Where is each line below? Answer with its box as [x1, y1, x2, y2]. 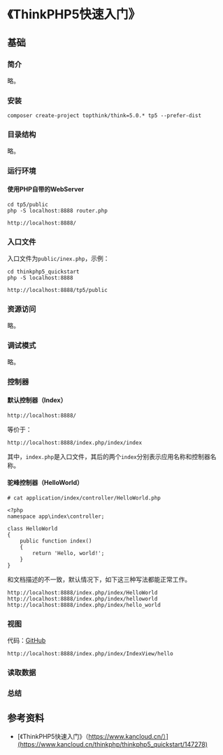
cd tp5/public [7, 201, 49, 208]
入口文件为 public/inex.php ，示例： [7, 254, 110, 262]
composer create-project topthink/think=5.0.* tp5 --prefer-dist [7, 112, 201, 119]
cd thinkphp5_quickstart [7, 268, 80, 275]
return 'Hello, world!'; [32, 549, 105, 556]
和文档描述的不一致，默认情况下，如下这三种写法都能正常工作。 [7, 575, 191, 583]
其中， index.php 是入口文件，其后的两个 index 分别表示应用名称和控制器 [7, 452, 211, 460]
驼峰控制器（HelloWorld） [7, 479, 84, 487]
